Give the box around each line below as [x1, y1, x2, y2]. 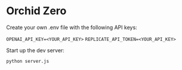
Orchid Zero [6, 4, 67, 18]
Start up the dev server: [6, 46, 64, 54]
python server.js [6, 58, 50, 64]
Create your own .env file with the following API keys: [6, 24, 137, 31]
